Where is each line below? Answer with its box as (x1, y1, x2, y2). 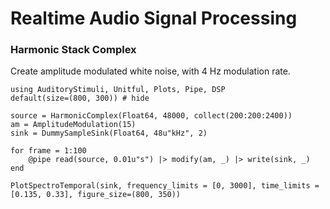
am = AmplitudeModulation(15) (10, 120, 137, 130)
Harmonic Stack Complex (10, 43, 137, 57)
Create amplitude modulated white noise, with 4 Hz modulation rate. (10, 65, 291, 77)
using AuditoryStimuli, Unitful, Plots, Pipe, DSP (10, 85, 226, 95)
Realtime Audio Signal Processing (10, 7, 298, 30)
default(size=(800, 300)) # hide (10, 93, 150, 104)
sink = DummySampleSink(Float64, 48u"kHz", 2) (10, 128, 208, 139)
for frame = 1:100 (10, 146, 87, 156)
